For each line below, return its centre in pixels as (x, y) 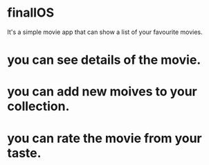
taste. (24, 153)
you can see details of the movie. (104, 60)
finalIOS (31, 13)
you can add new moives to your (102, 92)
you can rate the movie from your (104, 138)
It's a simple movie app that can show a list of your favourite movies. (105, 32)
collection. (38, 106)
